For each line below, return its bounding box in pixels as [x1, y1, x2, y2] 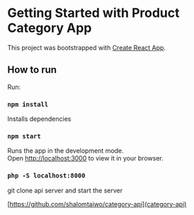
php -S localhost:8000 [7, 172, 86, 180]
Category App [7, 20, 92, 36]
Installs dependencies [7, 115, 72, 123]
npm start [7, 132, 41, 140]
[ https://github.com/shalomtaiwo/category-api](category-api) [7, 199, 187, 208]
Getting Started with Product [7, 5, 180, 21]
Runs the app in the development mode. [7, 146, 124, 155]
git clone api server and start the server [7, 186, 122, 194]
